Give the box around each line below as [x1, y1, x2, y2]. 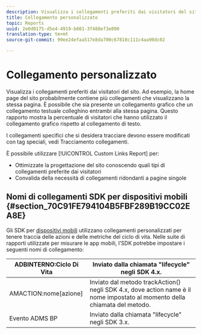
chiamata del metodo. [90, 300, 151, 309]
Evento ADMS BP [9, 314, 58, 323]
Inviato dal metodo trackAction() [90, 278, 181, 286]
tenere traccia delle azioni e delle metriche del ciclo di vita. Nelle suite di [6, 233, 185, 240]
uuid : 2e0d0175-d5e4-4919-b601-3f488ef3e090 [6, 25, 120, 32]
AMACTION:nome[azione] [9, 289, 83, 297]
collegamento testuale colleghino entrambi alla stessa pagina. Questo [6, 107, 179, 115]
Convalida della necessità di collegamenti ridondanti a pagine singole [14, 174, 187, 181]
